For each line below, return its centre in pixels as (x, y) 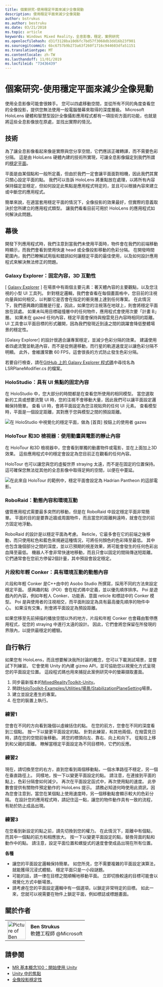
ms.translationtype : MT (29, 50)
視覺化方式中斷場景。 (33, 882)
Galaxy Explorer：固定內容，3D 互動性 (50, 276)
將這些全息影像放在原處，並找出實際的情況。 (50, 122)
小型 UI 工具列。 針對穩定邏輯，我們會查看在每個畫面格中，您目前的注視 (85, 293)
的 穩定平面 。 (18, 163)
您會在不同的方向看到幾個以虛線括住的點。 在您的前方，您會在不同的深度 (78, 726)
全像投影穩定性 (27, 979)
